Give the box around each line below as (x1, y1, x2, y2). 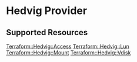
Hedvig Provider (6, 4, 87, 18)
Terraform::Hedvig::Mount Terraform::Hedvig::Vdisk (6, 49, 131, 56)
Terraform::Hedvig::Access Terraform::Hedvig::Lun (6, 43, 129, 50)
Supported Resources (6, 27, 88, 37)
